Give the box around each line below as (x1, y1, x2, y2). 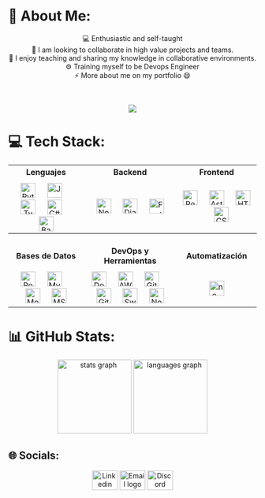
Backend (113, 166, 147, 177)
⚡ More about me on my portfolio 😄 (74, 70, 191, 80)
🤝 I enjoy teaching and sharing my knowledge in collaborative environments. (9, 53, 256, 62)
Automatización (185, 250, 248, 261)
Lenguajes (26, 166, 66, 177)
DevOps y (111, 245, 150, 256)
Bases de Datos (16, 250, 77, 261)
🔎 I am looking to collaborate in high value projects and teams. (31, 45, 234, 54)
